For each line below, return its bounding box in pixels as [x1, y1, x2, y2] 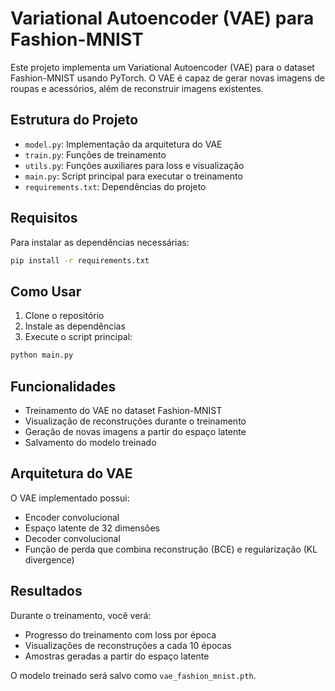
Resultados [10, 583, 83, 600]
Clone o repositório [24, 310, 105, 322]
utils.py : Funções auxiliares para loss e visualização [24, 159, 245, 171]
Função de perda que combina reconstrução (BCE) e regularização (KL [24, 543, 318, 555]
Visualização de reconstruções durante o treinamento [24, 415, 247, 427]
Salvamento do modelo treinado [24, 436, 157, 448]
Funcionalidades [10, 378, 117, 395]
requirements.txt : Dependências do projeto [24, 180, 207, 192]
